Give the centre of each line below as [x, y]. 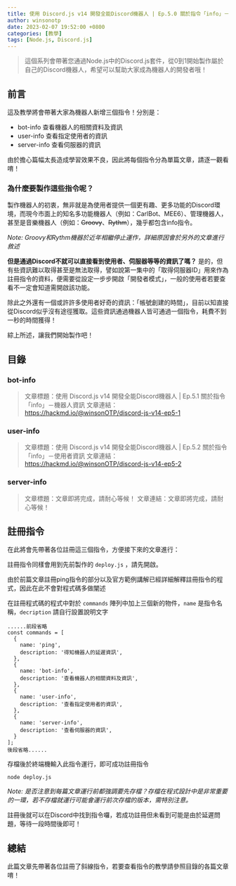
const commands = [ [36, 633]
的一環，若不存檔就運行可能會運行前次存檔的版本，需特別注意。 [99, 800]
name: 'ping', [40, 645]
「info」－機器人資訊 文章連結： [71, 404]
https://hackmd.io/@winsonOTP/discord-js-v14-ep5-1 [103, 413]
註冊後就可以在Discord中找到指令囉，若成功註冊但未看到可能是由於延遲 [111, 815]
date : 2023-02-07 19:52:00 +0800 [56, 27]
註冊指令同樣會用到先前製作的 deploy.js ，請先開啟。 [85, 565]
